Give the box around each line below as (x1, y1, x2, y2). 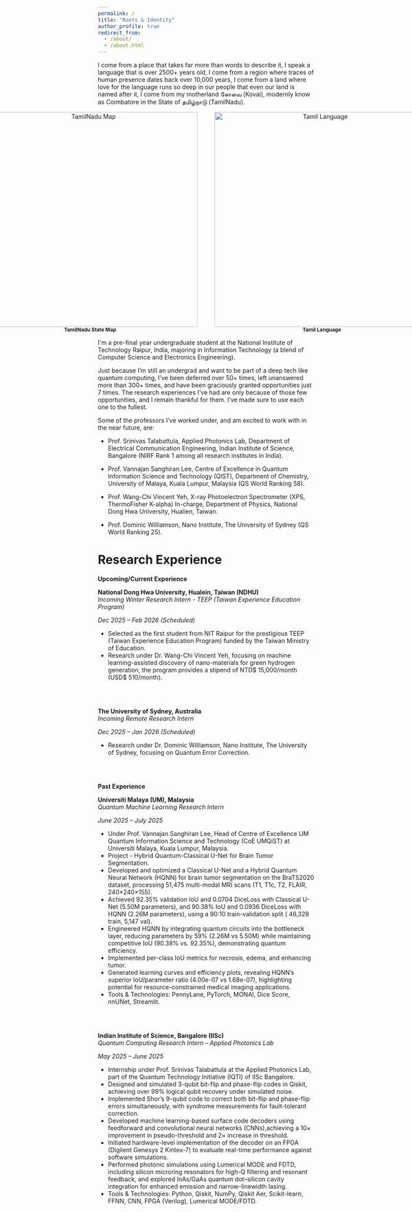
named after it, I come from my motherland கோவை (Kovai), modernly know (98, 90, 310, 98)
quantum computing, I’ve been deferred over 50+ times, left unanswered (98, 374, 304, 382)
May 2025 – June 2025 (98, 1052, 164, 1060)
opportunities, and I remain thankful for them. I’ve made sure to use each (98, 396, 304, 404)
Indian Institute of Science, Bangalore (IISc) (98, 1031, 225, 1039)
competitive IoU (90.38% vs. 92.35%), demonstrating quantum (107, 939, 286, 947)
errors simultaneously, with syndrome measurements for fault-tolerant (107, 1101, 307, 1110)
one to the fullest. (98, 403, 148, 411)
